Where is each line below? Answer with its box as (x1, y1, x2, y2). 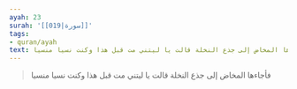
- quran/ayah (9, 37, 57, 47)
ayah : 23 (9, 12, 42, 22)
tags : (9, 29, 29, 38)
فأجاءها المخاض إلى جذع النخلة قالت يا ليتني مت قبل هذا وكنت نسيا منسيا (30, 70, 271, 80)
